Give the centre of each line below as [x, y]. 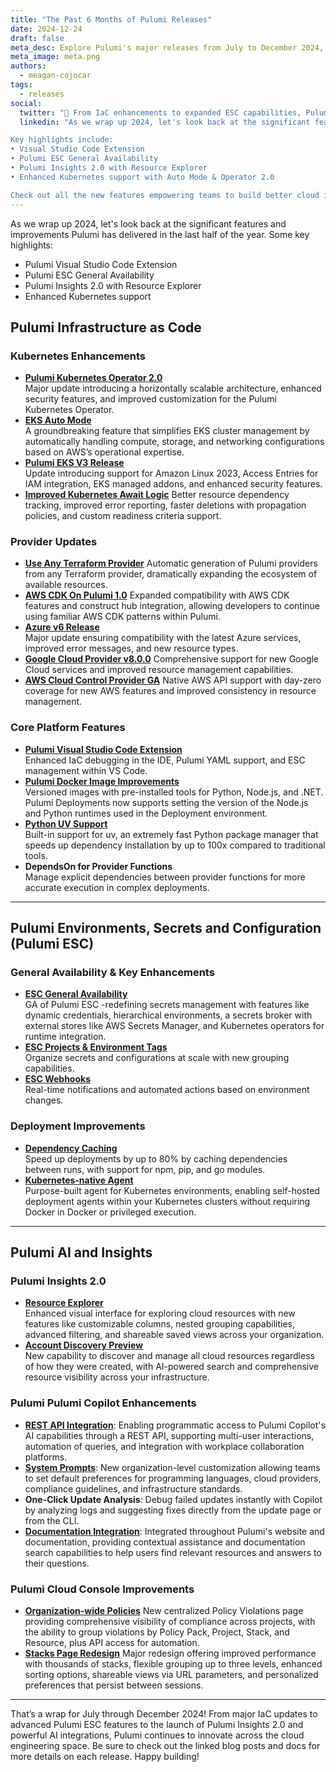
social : [26, 103]
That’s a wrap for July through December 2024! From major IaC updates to [164, 1714]
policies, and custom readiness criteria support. [123, 516]
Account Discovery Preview [84, 1345]
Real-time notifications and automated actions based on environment [167, 1090]
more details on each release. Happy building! [105, 1757]
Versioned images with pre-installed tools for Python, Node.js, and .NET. [174, 792]
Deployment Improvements [78, 1126]
